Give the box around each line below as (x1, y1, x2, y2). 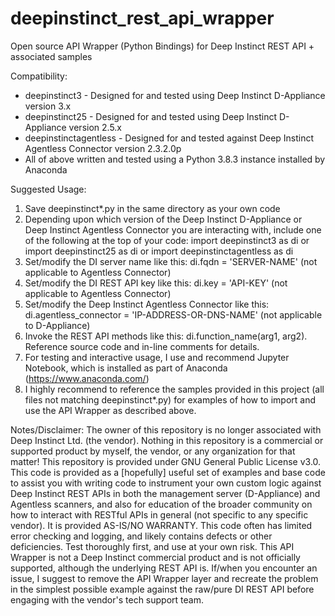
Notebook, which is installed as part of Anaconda (24, 362, 228, 374)
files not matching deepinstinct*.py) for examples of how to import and (24, 393, 317, 406)
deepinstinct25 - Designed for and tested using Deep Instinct (24, 110, 278, 122)
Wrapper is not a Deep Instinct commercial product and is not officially (10, 551, 301, 563)
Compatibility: (10, 70, 68, 82)
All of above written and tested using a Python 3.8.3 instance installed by (24, 153, 326, 165)
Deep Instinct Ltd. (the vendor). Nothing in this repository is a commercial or (10, 434, 324, 446)
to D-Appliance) (24, 319, 91, 331)
